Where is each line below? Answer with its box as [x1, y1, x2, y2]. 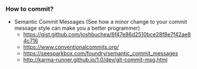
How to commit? [5, 5, 54, 13]
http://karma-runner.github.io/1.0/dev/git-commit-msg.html [23, 56, 168, 64]
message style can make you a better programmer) [14, 24, 140, 32]
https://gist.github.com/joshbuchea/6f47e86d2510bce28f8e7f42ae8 [23, 31, 191, 38]
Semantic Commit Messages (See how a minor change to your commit [14, 18, 187, 26]
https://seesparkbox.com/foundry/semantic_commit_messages [23, 50, 179, 57]
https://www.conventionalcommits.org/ [23, 43, 120, 51]
